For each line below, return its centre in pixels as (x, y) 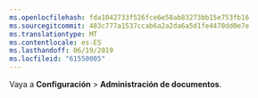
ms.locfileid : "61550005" (57, 59)
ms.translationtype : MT (54, 34)
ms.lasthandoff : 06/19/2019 (62, 51)
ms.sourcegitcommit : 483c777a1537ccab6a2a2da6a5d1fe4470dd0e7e (129, 26)
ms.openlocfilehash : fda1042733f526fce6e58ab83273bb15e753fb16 (129, 17)
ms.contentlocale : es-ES (55, 42)
